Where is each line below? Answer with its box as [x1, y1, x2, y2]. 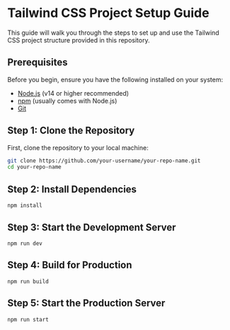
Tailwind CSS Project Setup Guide [7, 5, 210, 21]
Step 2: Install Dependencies [7, 183, 137, 195]
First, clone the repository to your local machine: [7, 143, 149, 152]
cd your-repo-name [7, 164, 62, 171]
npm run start [7, 316, 50, 323]
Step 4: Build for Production [7, 259, 132, 271]
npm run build [7, 278, 50, 285]
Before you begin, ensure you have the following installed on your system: [7, 75, 224, 84]
